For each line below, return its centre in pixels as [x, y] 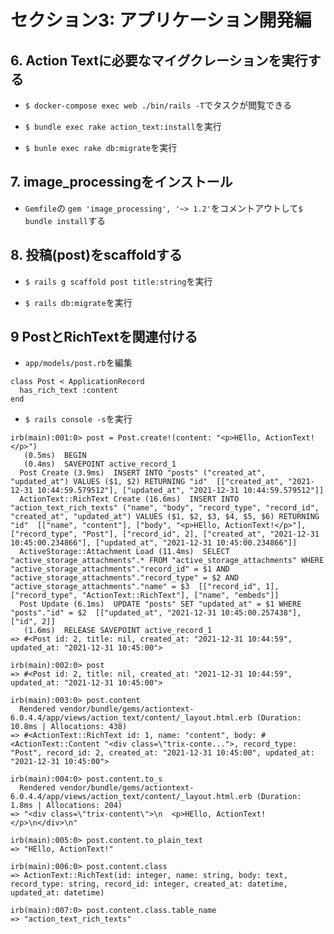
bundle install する [65, 220]
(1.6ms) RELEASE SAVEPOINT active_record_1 [118, 631]
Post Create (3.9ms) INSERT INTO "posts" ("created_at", [143, 473]
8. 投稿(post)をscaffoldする [96, 255]
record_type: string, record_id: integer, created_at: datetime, [149, 884]
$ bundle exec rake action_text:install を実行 [123, 126]
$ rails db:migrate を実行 [78, 302]
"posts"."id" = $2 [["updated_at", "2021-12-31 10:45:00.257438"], [156, 613]
